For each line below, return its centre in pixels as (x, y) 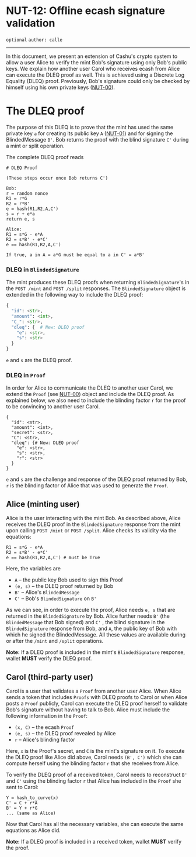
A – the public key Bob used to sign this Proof (69, 580)
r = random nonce (27, 193)
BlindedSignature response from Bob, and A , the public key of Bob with (91, 629)
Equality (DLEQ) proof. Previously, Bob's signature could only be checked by (98, 81)
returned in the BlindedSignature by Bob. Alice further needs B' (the (88, 616)
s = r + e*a (20, 214)
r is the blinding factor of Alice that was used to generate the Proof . (87, 486)
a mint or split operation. (36, 146)
